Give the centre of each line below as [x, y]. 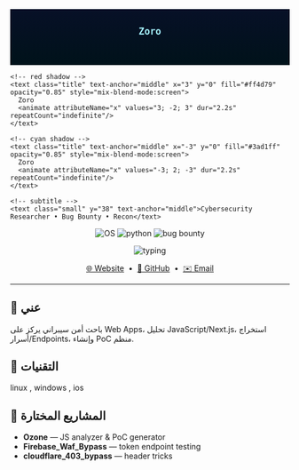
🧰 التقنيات [34, 366]
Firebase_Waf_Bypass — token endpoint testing [112, 447]
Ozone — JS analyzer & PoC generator [94, 437]
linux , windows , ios [47, 388]
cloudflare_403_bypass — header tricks [98, 456]
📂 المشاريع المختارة [58, 415]
